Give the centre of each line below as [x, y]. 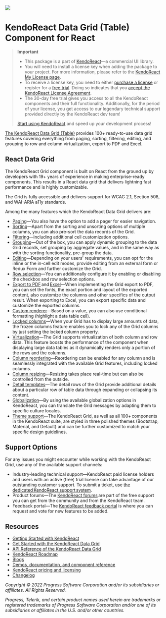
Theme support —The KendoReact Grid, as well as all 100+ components [85, 416]
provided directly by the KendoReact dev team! [72, 114]
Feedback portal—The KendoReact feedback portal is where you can [83, 506]
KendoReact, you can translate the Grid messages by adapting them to [84, 405]
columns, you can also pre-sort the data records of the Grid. [73, 231]
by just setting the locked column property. [56, 332]
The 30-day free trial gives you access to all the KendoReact [86, 98]
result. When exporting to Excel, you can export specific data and [79, 300]
